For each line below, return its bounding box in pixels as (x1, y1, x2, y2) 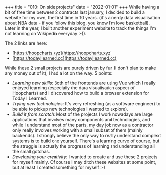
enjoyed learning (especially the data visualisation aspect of (12, 85, 135, 91)
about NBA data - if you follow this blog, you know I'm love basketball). (5, 20, 150, 26)
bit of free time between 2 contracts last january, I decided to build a (5, 9, 145, 15)
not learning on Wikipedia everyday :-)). (5, 31, 87, 36)
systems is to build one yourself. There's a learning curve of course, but (12, 138, 160, 144)
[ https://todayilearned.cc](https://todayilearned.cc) (12, 55, 117, 61)
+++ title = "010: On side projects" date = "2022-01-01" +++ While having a (5, 4, 160, 10)
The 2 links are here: (5, 40, 47, 46)
